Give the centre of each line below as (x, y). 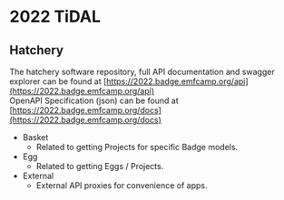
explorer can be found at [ (58, 81)
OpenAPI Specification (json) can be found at (94, 100)
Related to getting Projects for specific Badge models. (137, 147)
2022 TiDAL (55, 17)
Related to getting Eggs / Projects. (100, 166)
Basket (35, 137)
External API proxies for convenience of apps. (122, 186)
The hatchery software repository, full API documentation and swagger (142, 71)
